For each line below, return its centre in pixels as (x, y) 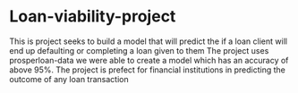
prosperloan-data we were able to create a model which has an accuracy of (149, 60)
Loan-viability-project (93, 17)
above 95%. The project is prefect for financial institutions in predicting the (148, 70)
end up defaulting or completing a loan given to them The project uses (139, 50)
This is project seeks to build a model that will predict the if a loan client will (149, 41)
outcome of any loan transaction (69, 79)
